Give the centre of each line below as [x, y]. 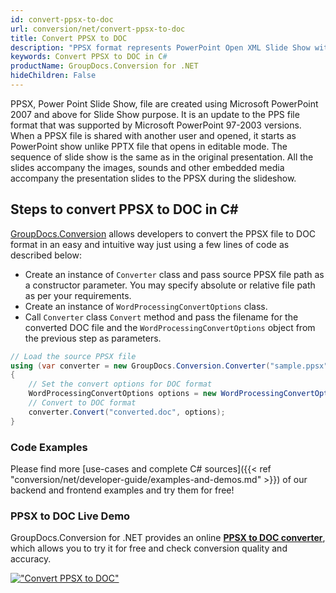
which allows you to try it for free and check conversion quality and [149, 548]
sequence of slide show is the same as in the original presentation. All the [162, 157]
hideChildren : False [53, 76]
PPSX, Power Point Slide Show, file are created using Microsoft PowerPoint [164, 103]
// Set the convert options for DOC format [120, 384]
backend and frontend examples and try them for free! [122, 490]
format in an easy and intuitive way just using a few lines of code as [150, 244]
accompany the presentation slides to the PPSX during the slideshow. [153, 178]
